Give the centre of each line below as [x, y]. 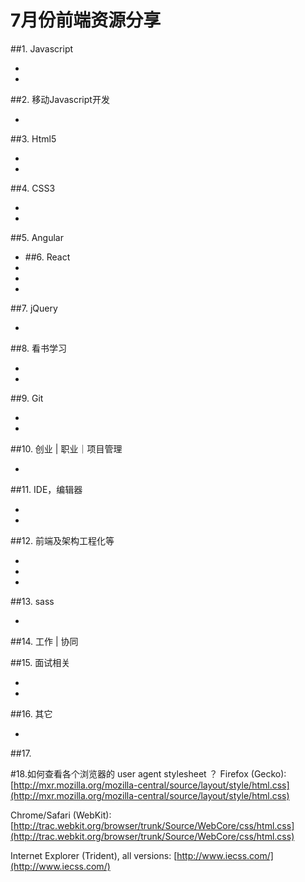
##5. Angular [37, 237]
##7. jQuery [34, 308]
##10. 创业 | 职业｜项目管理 [66, 448]
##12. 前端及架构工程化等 [62, 540]
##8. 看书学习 [39, 348]
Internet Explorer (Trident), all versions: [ [94, 855]
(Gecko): [268, 773]
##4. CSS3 [33, 188]
